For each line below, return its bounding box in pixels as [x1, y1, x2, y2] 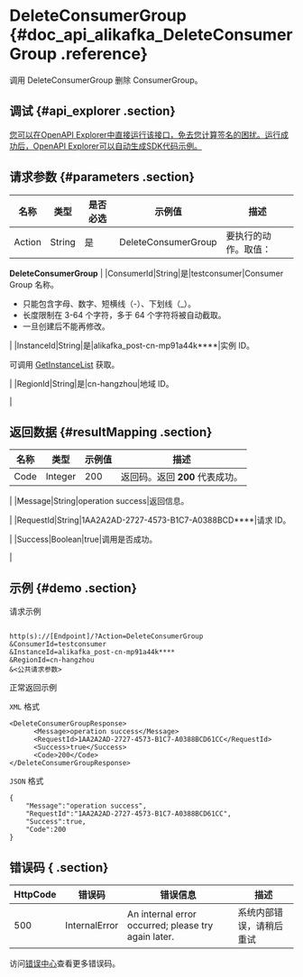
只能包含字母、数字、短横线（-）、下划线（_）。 [22, 298, 197, 309]
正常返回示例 [9, 682, 57, 693]
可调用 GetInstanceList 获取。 [9, 359, 120, 370]
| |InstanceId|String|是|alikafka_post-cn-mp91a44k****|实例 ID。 [9, 340, 255, 351]
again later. [127, 930, 175, 943]
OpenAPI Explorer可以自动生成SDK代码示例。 [32, 141, 203, 151]
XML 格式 [9, 701, 41, 712]
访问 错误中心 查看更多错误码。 [9, 958, 120, 969]
